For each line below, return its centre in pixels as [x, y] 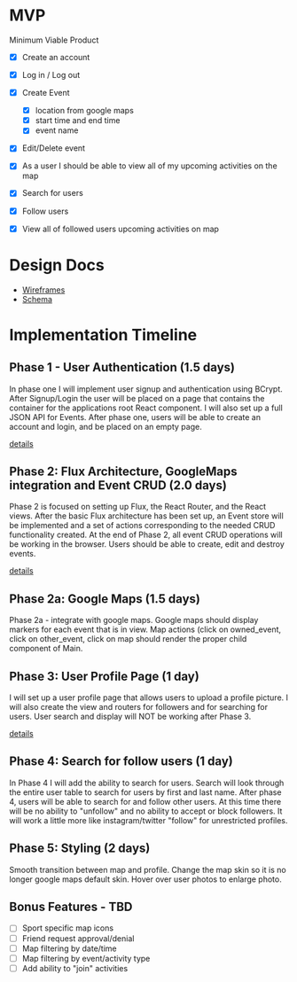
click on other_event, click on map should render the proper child [128, 639]
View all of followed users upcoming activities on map [121, 229]
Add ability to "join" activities [75, 968]
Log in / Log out [51, 75]
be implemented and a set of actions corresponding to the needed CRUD [142, 526]
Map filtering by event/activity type [86, 958]
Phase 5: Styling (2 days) [80, 849]
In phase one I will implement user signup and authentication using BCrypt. [146, 389]
